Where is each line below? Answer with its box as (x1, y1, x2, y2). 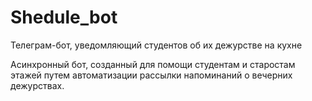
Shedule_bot (10, 6, 118, 29)
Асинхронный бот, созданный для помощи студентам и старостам (10, 58, 296, 70)
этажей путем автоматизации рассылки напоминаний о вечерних (10, 69, 293, 81)
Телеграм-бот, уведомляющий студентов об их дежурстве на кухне (10, 39, 303, 51)
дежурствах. (10, 79, 65, 91)
